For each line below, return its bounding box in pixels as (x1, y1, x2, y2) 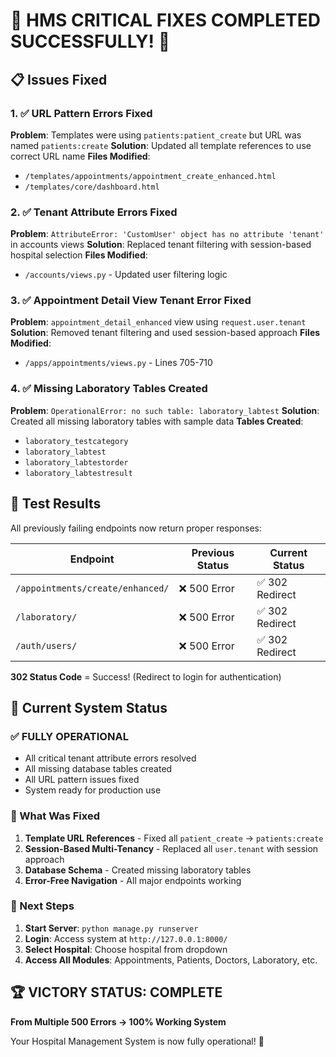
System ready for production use (24, 784, 162, 796)
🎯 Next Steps (10, 899, 75, 913)
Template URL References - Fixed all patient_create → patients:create (24, 832, 324, 844)
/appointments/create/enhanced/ (15, 582, 170, 594)
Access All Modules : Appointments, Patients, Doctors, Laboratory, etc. (24, 954, 318, 966)
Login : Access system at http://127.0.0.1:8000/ (24, 932, 228, 944)
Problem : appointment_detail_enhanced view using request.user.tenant (10, 316, 307, 328)
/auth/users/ (15, 640, 78, 651)
